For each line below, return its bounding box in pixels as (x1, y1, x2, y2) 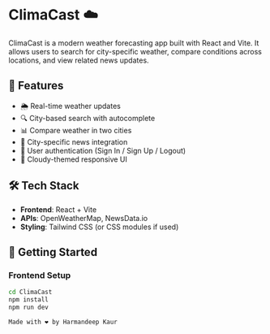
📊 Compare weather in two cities (19, 125, 132, 135)
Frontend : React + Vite (19, 204, 97, 215)
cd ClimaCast (8, 288, 53, 297)
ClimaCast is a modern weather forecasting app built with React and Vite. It (8, 37, 259, 48)
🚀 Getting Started (8, 245, 98, 259)
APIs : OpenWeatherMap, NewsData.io (19, 213, 148, 223)
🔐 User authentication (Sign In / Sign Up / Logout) (19, 145, 186, 155)
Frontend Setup (8, 269, 71, 280)
